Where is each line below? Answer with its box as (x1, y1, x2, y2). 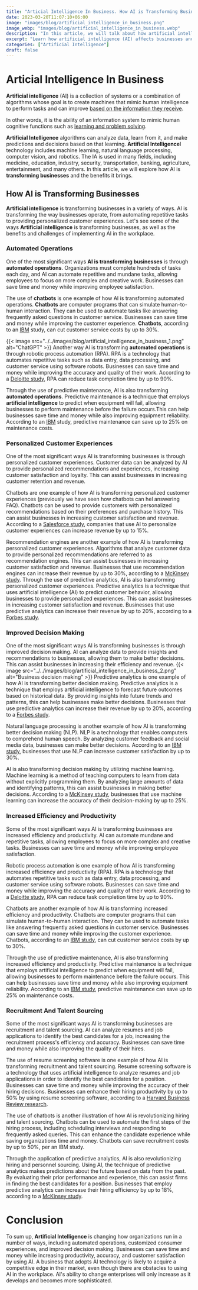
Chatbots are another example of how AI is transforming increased (6, 905, 168, 912)
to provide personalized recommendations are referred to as (6, 551, 153, 558)
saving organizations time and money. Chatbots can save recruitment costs (6, 1137, 189, 1144)
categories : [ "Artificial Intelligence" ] (6, 42, 110, 48)
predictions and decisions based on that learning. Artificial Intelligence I (6, 140, 181, 147)
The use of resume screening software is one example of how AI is (6, 1056, 169, 1063)
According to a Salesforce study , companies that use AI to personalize (6, 521, 177, 528)
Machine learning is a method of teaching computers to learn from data (6, 772, 180, 779)
